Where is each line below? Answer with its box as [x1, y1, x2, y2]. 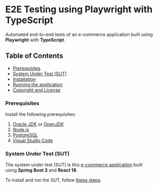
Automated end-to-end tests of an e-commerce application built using [5, 31, 153, 37]
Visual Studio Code [12, 137, 54, 144]
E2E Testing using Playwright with [5, 4, 153, 15]
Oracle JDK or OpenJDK [12, 121, 64, 127]
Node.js [12, 127, 30, 133]
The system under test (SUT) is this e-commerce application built [5, 162, 143, 168]
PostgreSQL [12, 132, 38, 138]
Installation [12, 76, 36, 82]
